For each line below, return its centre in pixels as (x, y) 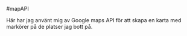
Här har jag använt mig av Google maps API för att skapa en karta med (94, 20)
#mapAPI (17, 9)
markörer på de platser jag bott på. (49, 27)
